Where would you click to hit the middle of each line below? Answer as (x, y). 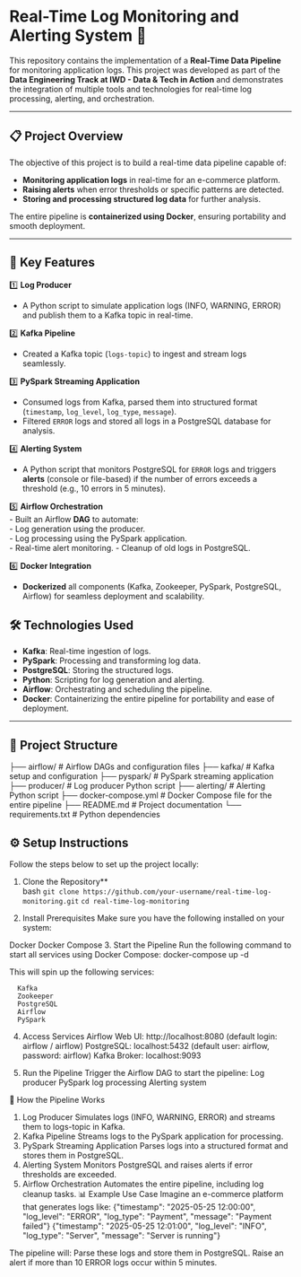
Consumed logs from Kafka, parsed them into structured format (140, 402)
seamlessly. (44, 363)
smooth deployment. (47, 225)
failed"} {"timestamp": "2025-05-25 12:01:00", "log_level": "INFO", (144, 1226)
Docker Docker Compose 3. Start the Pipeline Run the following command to (150, 945)
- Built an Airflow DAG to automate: (74, 519)
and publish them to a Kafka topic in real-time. (107, 315)
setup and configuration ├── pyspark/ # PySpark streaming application (142, 776)
